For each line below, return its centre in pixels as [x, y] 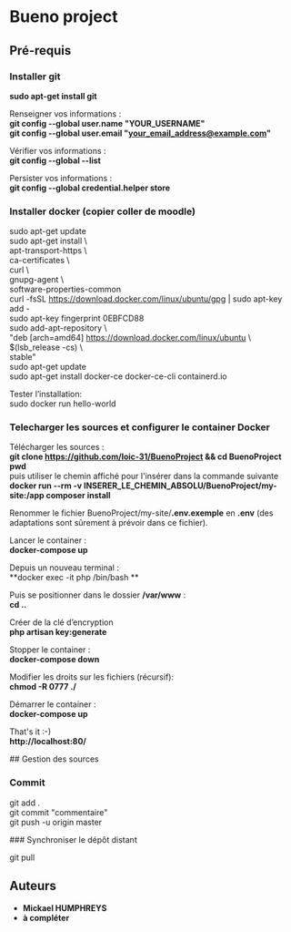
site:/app [27, 496]
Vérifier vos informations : [58, 150]
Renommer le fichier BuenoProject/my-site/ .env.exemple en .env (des [141, 513]
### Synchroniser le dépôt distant [74, 839]
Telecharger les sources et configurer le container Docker [140, 427]
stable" [23, 357]
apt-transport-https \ [49, 251]
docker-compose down [55, 660]
